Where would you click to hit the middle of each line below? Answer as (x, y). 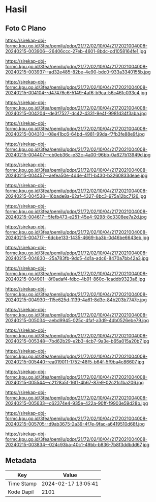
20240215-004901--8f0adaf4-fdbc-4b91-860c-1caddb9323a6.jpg (75, 279)
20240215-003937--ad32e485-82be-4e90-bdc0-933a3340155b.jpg (78, 72)
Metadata (21, 460)
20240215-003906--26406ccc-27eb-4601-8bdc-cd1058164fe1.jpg (76, 51)
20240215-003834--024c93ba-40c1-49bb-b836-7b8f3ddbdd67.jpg (77, 445)
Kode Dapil (21, 492)
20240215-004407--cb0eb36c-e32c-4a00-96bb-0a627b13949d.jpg (78, 155)
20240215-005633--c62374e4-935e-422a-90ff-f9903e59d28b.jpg (77, 403)
